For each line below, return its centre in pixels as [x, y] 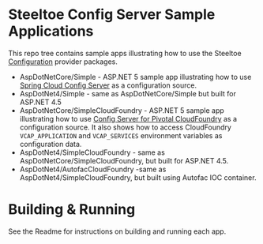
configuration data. [51, 144]
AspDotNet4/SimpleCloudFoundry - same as [92, 152]
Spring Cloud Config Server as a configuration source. [108, 85]
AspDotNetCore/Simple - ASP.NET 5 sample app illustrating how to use [135, 77]
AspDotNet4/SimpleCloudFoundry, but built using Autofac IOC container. [138, 177]
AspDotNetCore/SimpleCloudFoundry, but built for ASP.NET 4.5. [124, 160]
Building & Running [72, 210]
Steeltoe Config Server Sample [112, 15]
